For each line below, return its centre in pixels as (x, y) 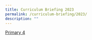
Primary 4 (15, 33)
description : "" (22, 19)
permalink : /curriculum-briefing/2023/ (46, 14)
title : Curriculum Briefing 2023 (40, 10)
